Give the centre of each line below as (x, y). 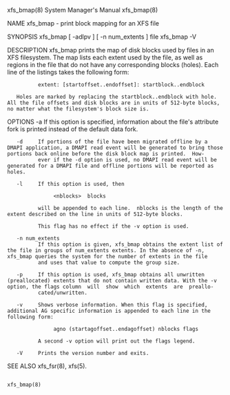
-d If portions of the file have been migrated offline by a (112, 142)
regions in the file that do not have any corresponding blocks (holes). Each (113, 65)
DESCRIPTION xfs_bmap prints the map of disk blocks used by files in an (111, 50)
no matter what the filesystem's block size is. (78, 109)
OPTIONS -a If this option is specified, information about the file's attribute (113, 122)
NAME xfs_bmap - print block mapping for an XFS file (83, 23)
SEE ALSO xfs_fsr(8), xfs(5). (47, 366)
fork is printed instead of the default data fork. (73, 129)
